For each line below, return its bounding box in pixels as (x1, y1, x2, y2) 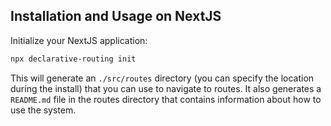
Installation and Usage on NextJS (10, 8, 222, 25)
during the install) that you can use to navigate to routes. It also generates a (10, 82, 322, 94)
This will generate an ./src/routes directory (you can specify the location (10, 72, 315, 84)
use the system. (10, 104, 77, 116)
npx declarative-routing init (10, 54, 137, 64)
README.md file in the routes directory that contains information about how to (10, 93, 322, 105)
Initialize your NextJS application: (10, 34, 148, 46)
